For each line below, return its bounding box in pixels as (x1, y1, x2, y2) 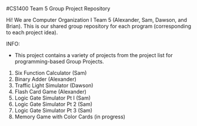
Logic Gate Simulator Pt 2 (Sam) (14, 101, 93, 108)
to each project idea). (6, 29, 58, 36)
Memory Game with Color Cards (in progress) (14, 113, 125, 120)
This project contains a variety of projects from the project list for (14, 52, 173, 58)
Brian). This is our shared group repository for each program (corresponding (6, 23, 192, 29)
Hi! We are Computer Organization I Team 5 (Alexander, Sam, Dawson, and (6, 16, 187, 23)
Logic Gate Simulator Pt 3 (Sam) (14, 107, 93, 114)
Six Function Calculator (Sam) (14, 69, 87, 76)
